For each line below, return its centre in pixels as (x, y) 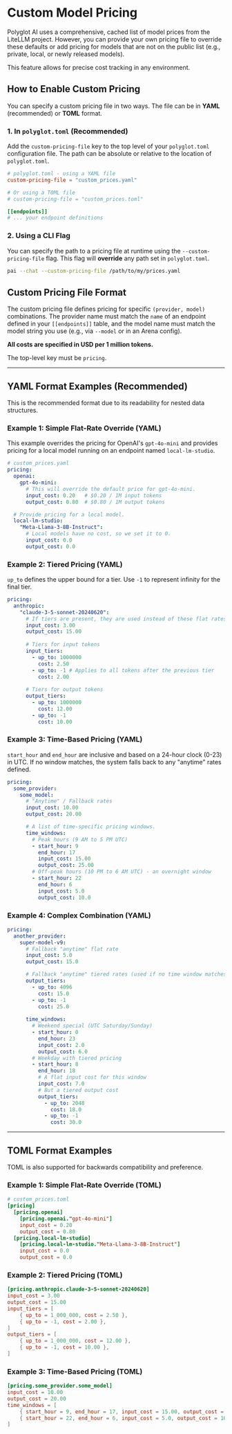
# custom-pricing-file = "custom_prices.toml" (75, 199)
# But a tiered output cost (78, 1090)
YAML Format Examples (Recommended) (97, 386)
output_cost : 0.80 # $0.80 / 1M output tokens (95, 502)
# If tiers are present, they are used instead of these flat (117, 619)
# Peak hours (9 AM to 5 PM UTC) (80, 839)
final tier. (20, 587)
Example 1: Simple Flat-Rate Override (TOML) (85, 1185)
